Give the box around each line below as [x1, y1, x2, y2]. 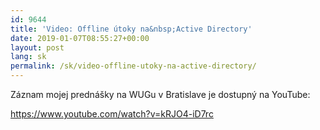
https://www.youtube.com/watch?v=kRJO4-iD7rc [10, 108, 214, 120]
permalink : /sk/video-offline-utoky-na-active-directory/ [10, 61, 257, 71]
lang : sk [10, 52, 47, 62]
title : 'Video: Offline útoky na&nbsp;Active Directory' [10, 24, 253, 34]
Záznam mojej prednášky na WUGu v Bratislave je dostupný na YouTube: [10, 89, 311, 100]
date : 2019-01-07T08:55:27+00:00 [10, 33, 150, 43]
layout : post [10, 42, 65, 53]
